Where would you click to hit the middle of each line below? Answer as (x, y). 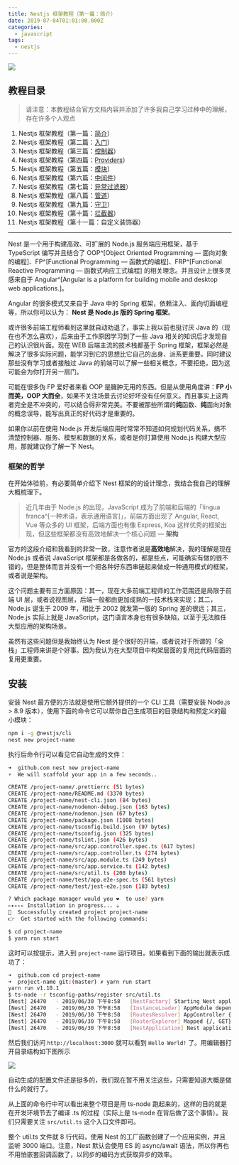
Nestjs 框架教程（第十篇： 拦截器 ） (69, 213)
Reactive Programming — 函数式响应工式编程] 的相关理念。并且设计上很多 (117, 270)
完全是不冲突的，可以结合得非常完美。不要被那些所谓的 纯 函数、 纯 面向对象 (123, 404)
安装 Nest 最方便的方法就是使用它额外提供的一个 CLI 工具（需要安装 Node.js (119, 702)
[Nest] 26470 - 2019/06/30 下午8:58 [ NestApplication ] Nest (104, 1028)
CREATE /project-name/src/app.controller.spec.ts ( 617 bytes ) (102, 847)
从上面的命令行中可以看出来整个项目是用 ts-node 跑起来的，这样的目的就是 (118, 1104)
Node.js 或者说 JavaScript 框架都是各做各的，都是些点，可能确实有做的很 (115, 558)
